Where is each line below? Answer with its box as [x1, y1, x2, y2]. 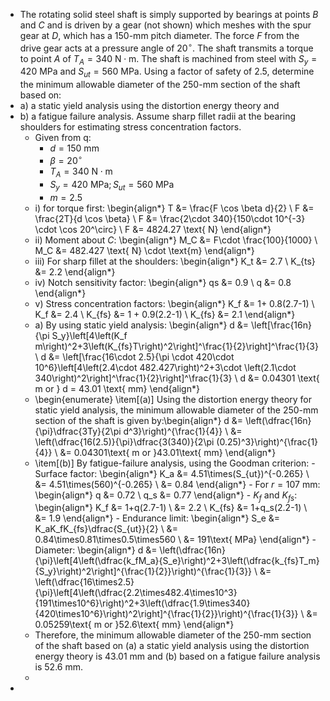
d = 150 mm [49, 142, 100, 154]
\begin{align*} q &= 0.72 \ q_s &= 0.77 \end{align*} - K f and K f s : [34, 489, 298, 503]
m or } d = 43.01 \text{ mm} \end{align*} [34, 382, 200, 394]
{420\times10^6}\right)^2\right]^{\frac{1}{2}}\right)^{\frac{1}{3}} [34, 608, 299, 620]
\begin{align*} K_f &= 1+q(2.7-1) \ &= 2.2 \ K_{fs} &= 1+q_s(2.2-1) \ [34, 502, 308, 514]
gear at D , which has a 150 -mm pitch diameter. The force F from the [19, 30, 300, 41]
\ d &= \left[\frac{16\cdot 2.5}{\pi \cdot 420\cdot [34, 350, 235, 363]
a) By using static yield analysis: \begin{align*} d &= [34, 319, 250, 331]
